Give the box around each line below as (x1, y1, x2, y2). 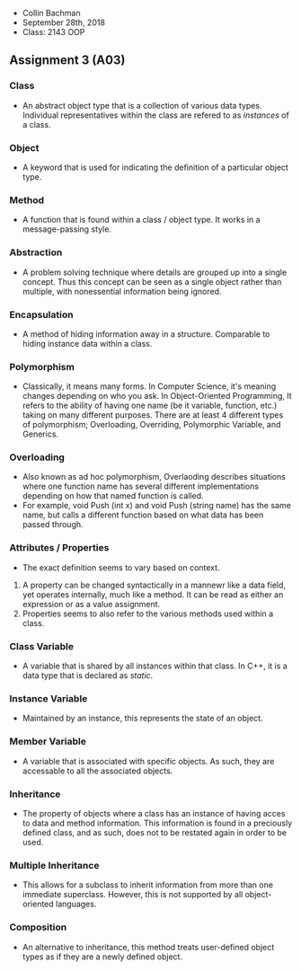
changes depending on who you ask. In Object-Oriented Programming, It (22, 391, 292, 402)
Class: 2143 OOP (22, 27, 85, 37)
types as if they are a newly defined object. (22, 951, 182, 962)
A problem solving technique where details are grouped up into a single (22, 267, 288, 278)
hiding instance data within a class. (22, 338, 153, 349)
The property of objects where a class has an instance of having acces (22, 808, 286, 818)
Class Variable (9, 640, 75, 652)
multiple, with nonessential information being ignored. (22, 286, 222, 296)
